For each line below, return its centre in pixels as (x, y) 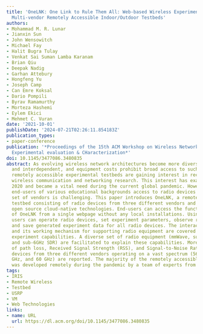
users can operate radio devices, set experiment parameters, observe (102, 220)
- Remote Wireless (29, 282)
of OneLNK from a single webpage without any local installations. (98, 214)
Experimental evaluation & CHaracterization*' (71, 152)
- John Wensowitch (29, 40)
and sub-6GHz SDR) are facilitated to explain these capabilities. (98, 243)
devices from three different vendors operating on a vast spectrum (100, 254)
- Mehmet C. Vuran (29, 119)
